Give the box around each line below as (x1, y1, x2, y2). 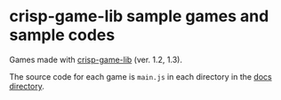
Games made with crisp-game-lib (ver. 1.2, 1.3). (9, 54, 182, 65)
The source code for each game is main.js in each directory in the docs (9, 71, 273, 81)
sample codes (9, 25, 116, 45)
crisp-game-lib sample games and (9, 6, 269, 27)
